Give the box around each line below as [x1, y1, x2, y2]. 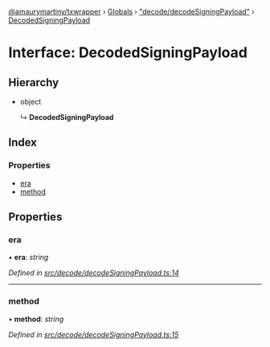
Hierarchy [8, 76, 59, 89]
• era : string [8, 253, 49, 262]
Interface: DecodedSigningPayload [8, 43, 247, 62]
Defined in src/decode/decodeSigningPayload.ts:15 [8, 329, 179, 339]
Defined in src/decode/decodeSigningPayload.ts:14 [8, 268, 179, 278]
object [19, 97, 42, 106]
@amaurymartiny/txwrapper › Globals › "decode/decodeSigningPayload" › [8, 7, 255, 16]
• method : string [8, 314, 64, 324]
